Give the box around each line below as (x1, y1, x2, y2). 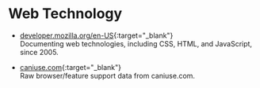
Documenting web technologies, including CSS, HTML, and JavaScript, (19, 38, 252, 48)
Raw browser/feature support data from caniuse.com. (19, 71, 196, 80)
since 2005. (19, 47, 59, 57)
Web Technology (8, 5, 123, 23)
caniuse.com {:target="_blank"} (19, 62, 121, 71)
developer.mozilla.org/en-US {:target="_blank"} (19, 31, 174, 40)
